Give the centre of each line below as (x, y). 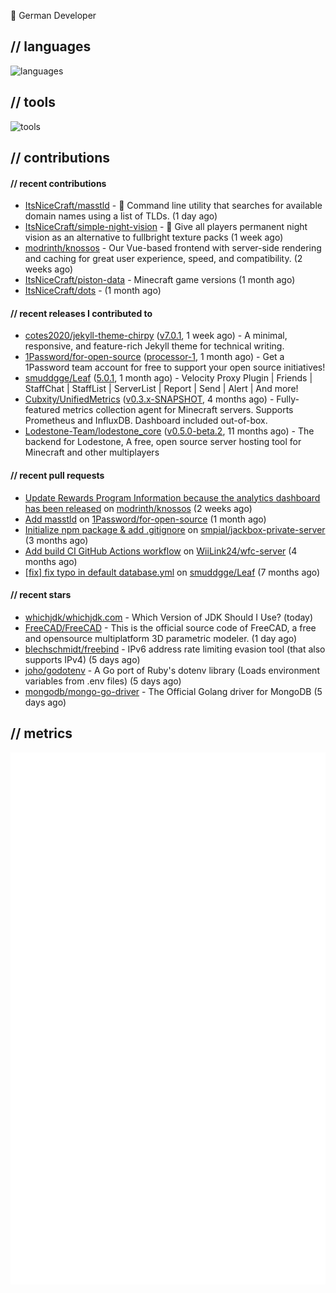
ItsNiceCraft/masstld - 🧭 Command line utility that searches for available (173, 206)
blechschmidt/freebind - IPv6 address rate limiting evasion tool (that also (175, 649)
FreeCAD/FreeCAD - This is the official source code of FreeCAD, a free (170, 627)
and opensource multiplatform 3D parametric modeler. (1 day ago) (161, 638)
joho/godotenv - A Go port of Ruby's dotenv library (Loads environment (172, 670)
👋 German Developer (53, 15)
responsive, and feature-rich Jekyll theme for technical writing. (154, 346)
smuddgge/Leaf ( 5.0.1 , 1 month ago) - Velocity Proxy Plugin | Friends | (168, 378)
